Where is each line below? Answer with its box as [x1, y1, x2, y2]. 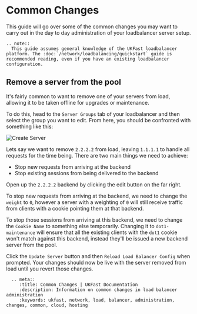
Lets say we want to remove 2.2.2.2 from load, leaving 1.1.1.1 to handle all [6, 145, 190, 153]
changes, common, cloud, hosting [6, 302, 88, 308]
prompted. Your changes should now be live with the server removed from [6, 259, 186, 266]
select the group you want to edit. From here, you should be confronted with [6, 116, 191, 123]
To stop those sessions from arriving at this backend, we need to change [6, 216, 183, 223]
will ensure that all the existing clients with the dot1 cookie [36, 229, 178, 236]
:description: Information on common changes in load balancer [19, 286, 178, 293]
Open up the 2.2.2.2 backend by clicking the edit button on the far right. [6, 181, 182, 188]
